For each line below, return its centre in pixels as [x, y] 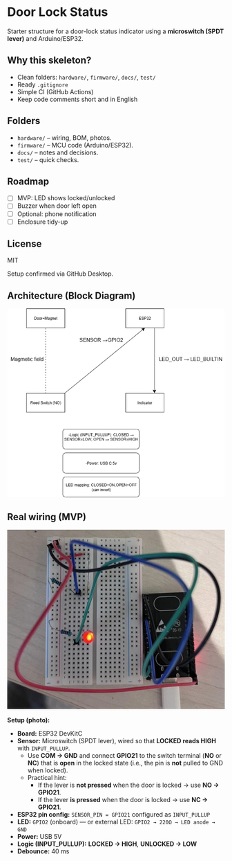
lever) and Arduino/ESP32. [46, 38]
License [25, 244]
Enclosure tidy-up [42, 222]
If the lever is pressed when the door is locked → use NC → [123, 800]
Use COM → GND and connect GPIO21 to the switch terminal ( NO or [125, 756]
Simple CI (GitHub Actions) [55, 91]
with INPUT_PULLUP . [43, 748]
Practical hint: [47, 778]
